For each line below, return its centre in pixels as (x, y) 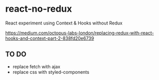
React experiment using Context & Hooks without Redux (64, 23)
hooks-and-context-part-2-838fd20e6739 (50, 38)
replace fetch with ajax (36, 66)
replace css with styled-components (51, 72)
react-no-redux (39, 9)
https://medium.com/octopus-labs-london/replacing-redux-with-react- (80, 33)
